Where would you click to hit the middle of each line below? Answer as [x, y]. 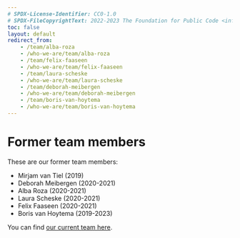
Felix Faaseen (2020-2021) [57, 206]
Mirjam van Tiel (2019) [51, 175]
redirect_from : [30, 41]
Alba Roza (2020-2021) [52, 190]
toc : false [24, 27]
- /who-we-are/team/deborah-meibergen [78, 93]
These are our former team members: [63, 162]
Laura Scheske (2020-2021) [59, 198]
